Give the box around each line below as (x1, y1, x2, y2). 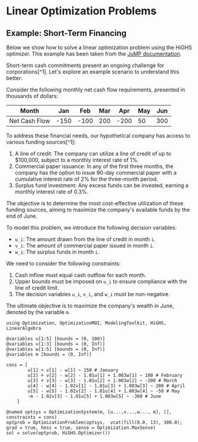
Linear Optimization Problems (6, 4, 157, 18)
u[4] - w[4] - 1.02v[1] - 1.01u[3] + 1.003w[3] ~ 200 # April (27, 383, 185, 389)
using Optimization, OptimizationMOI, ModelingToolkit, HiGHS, (6, 320, 167, 326)
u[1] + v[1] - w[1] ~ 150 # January (27, 367, 119, 373)
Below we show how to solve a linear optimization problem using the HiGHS (6, 44, 193, 51)
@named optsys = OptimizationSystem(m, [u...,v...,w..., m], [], (6, 409, 172, 415)
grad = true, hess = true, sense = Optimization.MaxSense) (6, 425, 156, 431)
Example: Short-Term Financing (6, 28, 127, 38)
